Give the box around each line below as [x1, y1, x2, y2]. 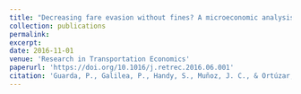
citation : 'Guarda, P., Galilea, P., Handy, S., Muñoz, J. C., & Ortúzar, [9, 72, 295, 81]
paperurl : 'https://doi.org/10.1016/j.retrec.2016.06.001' [9, 64, 235, 73]
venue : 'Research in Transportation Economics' [9, 55, 191, 64]
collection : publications [9, 21, 106, 30]
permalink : [9, 30, 50, 38]
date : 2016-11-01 [9, 47, 74, 56]
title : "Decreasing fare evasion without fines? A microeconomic [9, 13, 258, 22]
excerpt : [9, 38, 42, 47]
